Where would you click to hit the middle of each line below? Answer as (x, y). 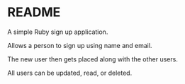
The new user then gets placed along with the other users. (93, 59)
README (34, 12)
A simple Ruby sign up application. (58, 32)
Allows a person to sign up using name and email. (80, 45)
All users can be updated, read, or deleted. (70, 73)
